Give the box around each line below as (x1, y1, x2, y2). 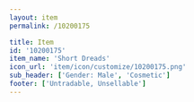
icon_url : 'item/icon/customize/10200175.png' (9, 63, 187, 72)
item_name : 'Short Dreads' (9, 55, 110, 64)
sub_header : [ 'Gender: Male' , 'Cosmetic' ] (9, 71, 171, 81)
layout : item (9, 13, 58, 22)
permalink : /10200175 (9, 21, 91, 30)
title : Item (9, 38, 54, 47)
